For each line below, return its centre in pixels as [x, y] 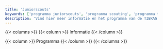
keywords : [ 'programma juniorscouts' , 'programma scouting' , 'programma [80, 14]
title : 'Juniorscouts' [28, 9]
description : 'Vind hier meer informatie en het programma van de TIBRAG [81, 18]
